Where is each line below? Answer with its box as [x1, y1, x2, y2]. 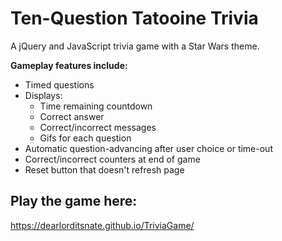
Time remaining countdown [39, 100, 153, 112]
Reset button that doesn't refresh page [24, 163, 185, 176]
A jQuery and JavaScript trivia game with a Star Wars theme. [10, 40, 260, 52]
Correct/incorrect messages [39, 121, 157, 133]
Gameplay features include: [10, 59, 128, 71]
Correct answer [39, 110, 105, 122]
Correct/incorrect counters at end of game [24, 153, 201, 165]
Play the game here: [10, 193, 138, 210]
